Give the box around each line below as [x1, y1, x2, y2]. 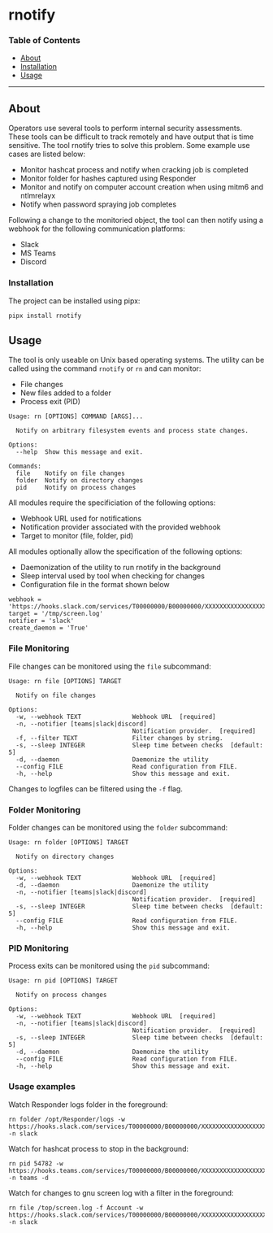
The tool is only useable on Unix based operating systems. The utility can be [8, 355, 265, 365]
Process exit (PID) [19, 397, 81, 407]
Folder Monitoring [8, 804, 81, 815]
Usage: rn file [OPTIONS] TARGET [8, 677, 122, 685]
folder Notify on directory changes [15, 477, 144, 485]
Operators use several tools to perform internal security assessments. [8, 124, 242, 133]
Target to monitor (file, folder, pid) [19, 531, 134, 541]
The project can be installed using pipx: [8, 295, 141, 306]
